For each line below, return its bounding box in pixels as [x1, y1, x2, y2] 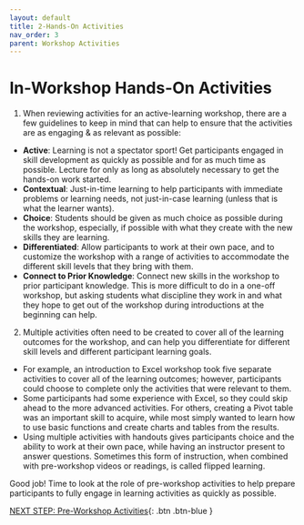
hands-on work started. [22, 174, 112, 185]
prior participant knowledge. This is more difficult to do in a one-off [22, 280, 276, 291]
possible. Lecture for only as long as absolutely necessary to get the [22, 165, 279, 176]
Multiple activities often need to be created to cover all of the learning [22, 327, 285, 338]
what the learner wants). [22, 203, 116, 214]
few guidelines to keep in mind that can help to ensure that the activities [22, 117, 293, 128]
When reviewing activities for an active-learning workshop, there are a [22, 108, 287, 119]
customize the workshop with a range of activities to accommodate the [22, 251, 289, 262]
